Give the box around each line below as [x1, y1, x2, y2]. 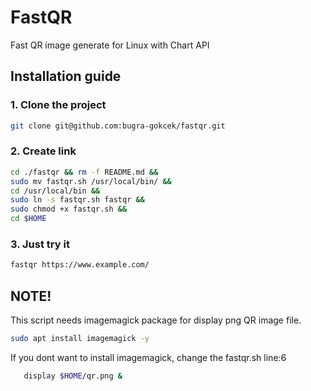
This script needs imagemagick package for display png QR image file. [10, 314, 302, 326]
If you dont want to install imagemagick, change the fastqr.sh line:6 [10, 351, 287, 363]
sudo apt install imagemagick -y [10, 334, 150, 344]
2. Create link [10, 144, 77, 158]
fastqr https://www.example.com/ [10, 260, 150, 270]
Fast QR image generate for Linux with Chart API [10, 39, 210, 51]
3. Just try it [10, 237, 70, 251]
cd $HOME [10, 214, 47, 224]
